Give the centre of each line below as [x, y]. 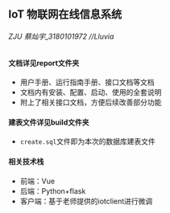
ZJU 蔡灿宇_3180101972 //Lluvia [61, 36]
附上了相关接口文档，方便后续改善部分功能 [91, 102]
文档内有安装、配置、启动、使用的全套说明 [91, 92]
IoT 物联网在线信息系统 [65, 14]
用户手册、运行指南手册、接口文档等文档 [87, 82]
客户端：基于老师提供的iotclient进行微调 [86, 201]
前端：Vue [37, 181]
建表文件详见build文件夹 [49, 122]
